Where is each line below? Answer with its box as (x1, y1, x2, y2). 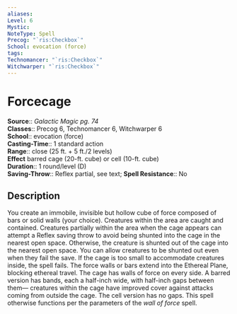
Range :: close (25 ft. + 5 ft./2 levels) (7, 146, 112, 156)
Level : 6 (7, 17, 33, 24)
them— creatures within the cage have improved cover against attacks (7, 284, 214, 292)
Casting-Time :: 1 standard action (7, 139, 104, 148)
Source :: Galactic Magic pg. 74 (7, 117, 99, 125)
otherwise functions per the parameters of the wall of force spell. (7, 298, 197, 308)
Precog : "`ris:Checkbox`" (7, 37, 83, 44)
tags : (7, 50, 23, 57)
